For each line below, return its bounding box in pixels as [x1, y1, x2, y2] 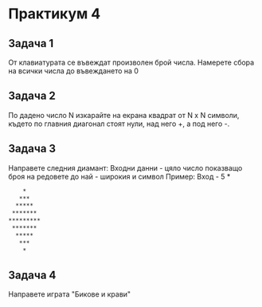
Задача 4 [8, 268, 57, 281]
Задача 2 [8, 89, 56, 103]
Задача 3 [8, 142, 57, 155]
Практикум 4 [8, 5, 101, 23]
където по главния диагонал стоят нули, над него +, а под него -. [8, 119, 230, 128]
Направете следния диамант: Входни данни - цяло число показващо [8, 163, 243, 172]
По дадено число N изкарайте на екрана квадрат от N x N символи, [8, 110, 240, 120]
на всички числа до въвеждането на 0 [8, 66, 139, 76]
